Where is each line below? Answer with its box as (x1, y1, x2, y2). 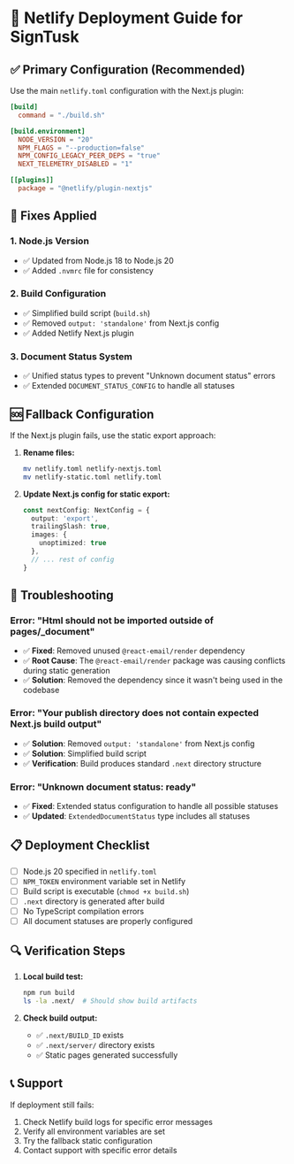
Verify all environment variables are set (22, 1126, 166, 1137)
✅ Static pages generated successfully (35, 1049, 178, 1060)
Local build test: (22, 971, 84, 982)
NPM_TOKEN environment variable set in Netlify (22, 875, 186, 886)
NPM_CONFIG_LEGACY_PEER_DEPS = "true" (18, 151, 162, 160)
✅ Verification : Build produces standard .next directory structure (22, 758, 262, 768)
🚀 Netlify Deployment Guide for (10, 8, 244, 28)
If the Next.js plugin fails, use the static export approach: (10, 429, 216, 441)
